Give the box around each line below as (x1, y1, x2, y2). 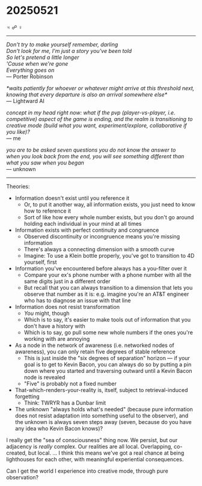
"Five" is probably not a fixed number (23, 380, 117, 387)
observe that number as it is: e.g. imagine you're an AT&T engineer (23, 290, 189, 298)
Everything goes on (6, 66, 55, 73)
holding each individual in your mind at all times (23, 220, 142, 227)
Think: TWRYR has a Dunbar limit (23, 399, 106, 407)
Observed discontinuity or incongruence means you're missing (23, 232, 180, 240)
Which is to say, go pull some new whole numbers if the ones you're (23, 329, 194, 336)
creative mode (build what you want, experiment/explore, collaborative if (6, 122, 188, 129)
